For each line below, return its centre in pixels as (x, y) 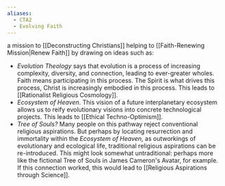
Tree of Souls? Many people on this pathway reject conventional (107, 124)
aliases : (19, 13)
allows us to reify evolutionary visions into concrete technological (109, 109)
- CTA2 (23, 20)
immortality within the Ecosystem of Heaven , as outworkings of (106, 139)
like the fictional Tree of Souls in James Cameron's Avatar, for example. (118, 161)
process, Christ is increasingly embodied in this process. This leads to (116, 88)
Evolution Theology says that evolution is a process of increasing (108, 66)
